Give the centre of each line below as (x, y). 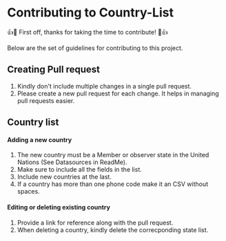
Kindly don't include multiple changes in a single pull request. (104, 86)
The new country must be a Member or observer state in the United (113, 155)
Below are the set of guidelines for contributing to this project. (95, 48)
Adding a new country (40, 139)
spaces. (28, 192)
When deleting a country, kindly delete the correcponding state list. (113, 230)
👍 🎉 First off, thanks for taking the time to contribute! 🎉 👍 (88, 32)
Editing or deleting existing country (59, 207)
